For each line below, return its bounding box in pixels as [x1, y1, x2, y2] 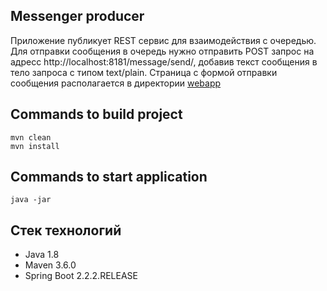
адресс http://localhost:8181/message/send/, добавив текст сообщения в [10, 55, 318, 68]
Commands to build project [10, 106, 183, 123]
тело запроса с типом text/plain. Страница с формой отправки [10, 66, 278, 78]
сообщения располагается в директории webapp [10, 77, 222, 89]
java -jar [10, 195, 52, 205]
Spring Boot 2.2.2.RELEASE [24, 270, 138, 282]
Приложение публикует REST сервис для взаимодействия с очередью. [10, 34, 317, 46]
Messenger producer [10, 8, 145, 25]
